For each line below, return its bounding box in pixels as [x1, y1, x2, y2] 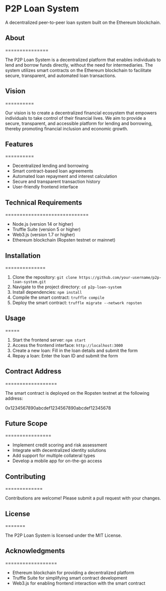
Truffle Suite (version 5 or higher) [12, 227, 81, 233]
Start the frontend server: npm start [12, 337, 86, 343]
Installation [5, 252, 41, 260]
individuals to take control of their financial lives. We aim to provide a [5, 115, 146, 121]
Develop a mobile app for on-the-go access [12, 458, 102, 464]
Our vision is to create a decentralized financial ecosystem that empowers [5, 110, 157, 116]
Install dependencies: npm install [12, 289, 82, 295]
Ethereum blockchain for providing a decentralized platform [12, 570, 135, 576]
